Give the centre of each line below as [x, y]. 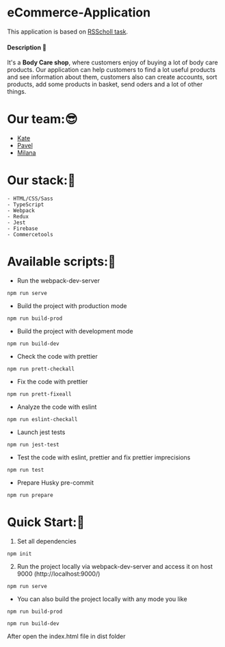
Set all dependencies [47, 541]
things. [17, 92]
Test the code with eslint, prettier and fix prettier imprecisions [104, 457]
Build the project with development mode [75, 331]
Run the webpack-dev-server [58, 280]
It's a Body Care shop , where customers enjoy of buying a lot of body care [112, 62]
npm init [19, 554]
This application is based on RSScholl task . [68, 31]
